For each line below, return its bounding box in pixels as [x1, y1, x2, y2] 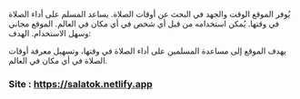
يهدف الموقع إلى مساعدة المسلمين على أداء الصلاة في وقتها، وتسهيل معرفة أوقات [8, 45, 287, 56]
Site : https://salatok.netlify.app [8, 77, 154, 90]
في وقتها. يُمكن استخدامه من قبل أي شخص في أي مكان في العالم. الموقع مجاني [8, 18, 279, 29]
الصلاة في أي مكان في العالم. [8, 55, 108, 65]
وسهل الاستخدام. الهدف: [8, 28, 92, 38]
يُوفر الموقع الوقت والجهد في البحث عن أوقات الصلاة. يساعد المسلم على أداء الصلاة [8, 9, 291, 19]
